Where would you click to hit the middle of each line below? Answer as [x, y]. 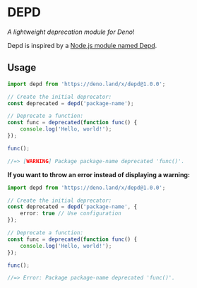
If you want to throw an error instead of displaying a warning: [99, 174]
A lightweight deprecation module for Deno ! [71, 32]
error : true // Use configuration [71, 214]
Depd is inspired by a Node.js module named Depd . [82, 45]
